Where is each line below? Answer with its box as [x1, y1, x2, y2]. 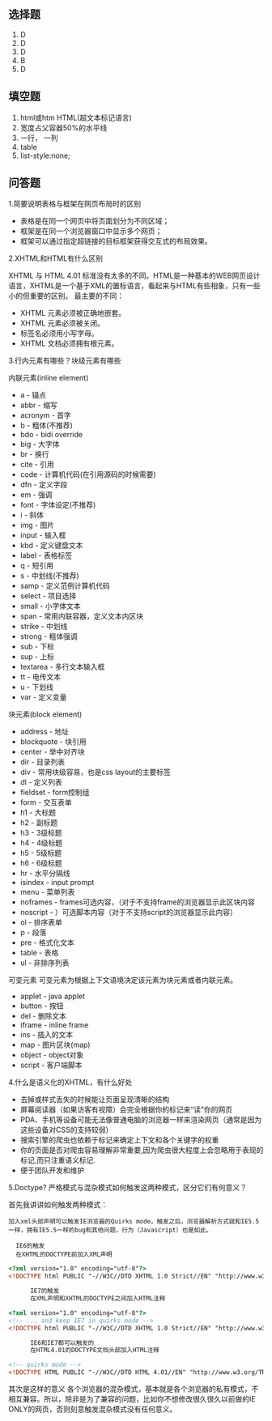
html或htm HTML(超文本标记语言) [19, 113, 132, 122]
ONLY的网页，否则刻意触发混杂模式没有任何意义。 [8, 1404, 177, 1415]
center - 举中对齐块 [19, 747, 85, 757]
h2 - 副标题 [19, 818, 58, 827]
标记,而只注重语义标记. [19, 1155, 96, 1165]
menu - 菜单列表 [19, 887, 75, 897]
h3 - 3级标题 [19, 828, 62, 838]
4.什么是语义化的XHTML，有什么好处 [8, 1078, 133, 1087]
